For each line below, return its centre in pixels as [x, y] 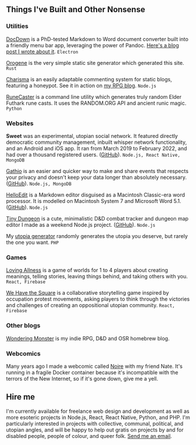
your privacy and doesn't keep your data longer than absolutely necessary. [97, 177]
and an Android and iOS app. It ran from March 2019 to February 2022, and [97, 148]
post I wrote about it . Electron [42, 51]
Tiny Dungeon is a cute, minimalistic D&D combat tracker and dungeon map [97, 218]
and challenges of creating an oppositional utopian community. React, [91, 305]
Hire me [20, 397]
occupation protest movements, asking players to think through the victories [98, 299]
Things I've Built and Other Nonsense [75, 10]
